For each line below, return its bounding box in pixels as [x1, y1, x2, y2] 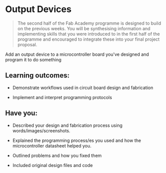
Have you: [5, 109, 38, 118]
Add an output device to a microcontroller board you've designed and [5, 51, 149, 57]
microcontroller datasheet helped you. [12, 142, 92, 149]
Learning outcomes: [5, 71, 70, 80]
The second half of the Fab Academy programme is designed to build [17, 20, 161, 26]
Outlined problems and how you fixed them [12, 152, 102, 158]
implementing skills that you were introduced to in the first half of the [17, 31, 160, 37]
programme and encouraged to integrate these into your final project [17, 36, 160, 42]
